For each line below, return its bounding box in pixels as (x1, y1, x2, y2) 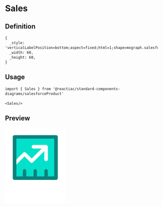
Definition (5, 22, 35, 31)
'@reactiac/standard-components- (52, 86, 120, 91)
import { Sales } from (5, 86, 51, 91)
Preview (5, 114, 31, 123)
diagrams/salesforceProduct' (5, 91, 64, 96)
